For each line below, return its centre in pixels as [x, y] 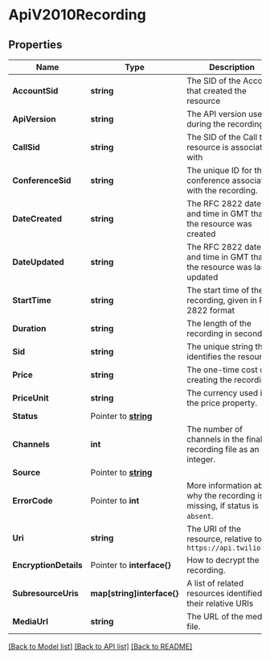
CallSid [26, 147]
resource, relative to [224, 539]
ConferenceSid [42, 180]
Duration [29, 328]
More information [219, 485]
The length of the [219, 323]
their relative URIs [220, 603]
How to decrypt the [223, 560]
